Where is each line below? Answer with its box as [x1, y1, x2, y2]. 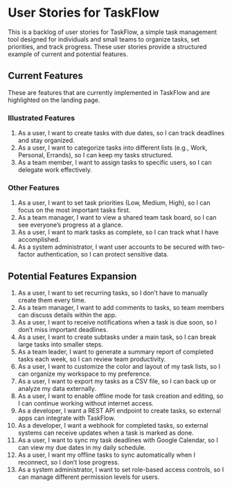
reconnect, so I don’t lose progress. [17, 458, 120, 467]
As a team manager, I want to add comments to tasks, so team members [17, 304, 224, 312]
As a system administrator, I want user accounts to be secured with [17, 243, 211, 251]
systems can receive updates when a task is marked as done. [17, 428, 194, 437]
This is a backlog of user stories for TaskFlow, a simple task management [8, 28, 217, 36]
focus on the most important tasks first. [17, 206, 131, 214]
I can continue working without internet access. [17, 399, 154, 408]
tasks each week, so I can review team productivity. [17, 355, 166, 363]
